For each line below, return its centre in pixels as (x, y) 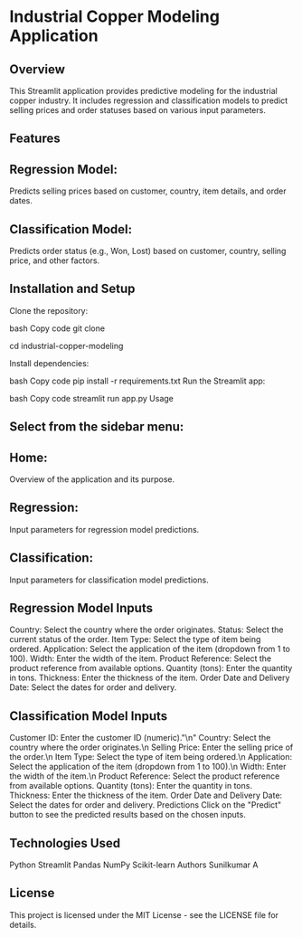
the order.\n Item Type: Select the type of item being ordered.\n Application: (151, 757)
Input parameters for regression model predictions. (104, 529)
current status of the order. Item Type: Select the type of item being (135, 639)
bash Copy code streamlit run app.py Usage (92, 398)
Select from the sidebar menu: (97, 427)
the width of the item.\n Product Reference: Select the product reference (145, 776)
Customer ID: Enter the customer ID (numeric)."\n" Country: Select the (140, 738)
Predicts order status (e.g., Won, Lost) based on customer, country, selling (148, 251)
